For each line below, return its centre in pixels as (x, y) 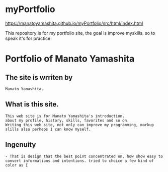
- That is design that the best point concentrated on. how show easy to (84, 156)
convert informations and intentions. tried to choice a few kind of (80, 161)
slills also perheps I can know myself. (48, 129)
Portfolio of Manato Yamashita (70, 59)
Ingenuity (21, 145)
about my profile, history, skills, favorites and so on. (67, 120)
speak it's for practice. (28, 38)
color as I (17, 165)
